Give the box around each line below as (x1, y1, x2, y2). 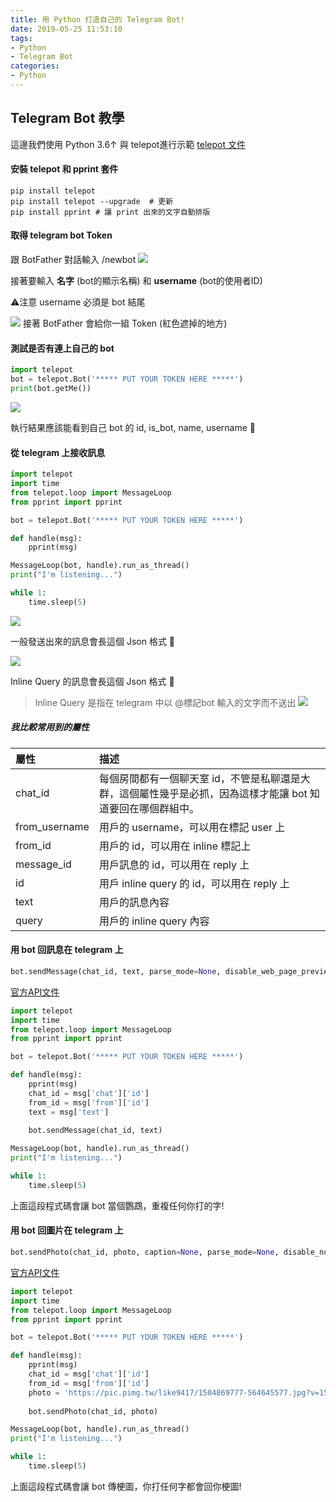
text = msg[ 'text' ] (28, 1107, 110, 1117)
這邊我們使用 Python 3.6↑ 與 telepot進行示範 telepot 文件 (10, 138, 246, 150)
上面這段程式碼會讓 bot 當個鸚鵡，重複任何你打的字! (10, 1199, 225, 1211)
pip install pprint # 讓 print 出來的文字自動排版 (10, 207, 211, 217)
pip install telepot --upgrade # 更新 (10, 196, 174, 206)
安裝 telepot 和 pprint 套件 (10, 163, 119, 175)
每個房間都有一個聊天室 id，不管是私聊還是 (98, 771, 301, 785)
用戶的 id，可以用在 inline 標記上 (98, 839, 252, 853)
